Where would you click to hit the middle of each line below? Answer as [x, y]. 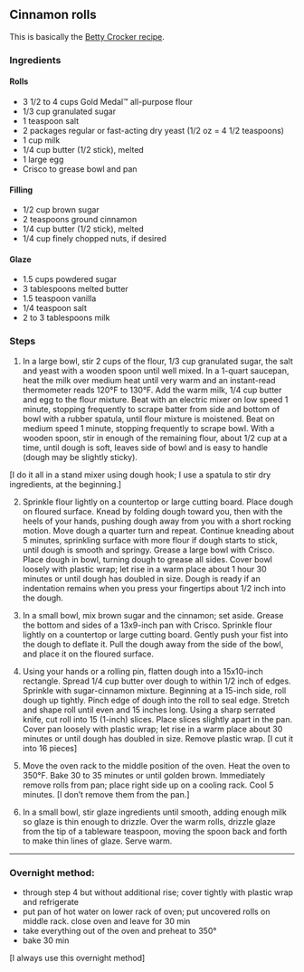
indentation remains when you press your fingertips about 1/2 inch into [154, 588]
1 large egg [43, 159]
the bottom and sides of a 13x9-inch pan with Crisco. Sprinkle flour [147, 625]
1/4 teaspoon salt [55, 308]
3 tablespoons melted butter [75, 289]
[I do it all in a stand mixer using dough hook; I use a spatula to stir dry [140, 475]
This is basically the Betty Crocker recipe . [87, 36]
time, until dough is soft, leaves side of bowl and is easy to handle [145, 448]
